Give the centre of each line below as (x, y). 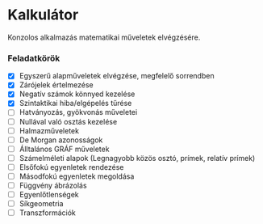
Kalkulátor (43, 15)
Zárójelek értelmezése (56, 85)
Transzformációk (47, 213)
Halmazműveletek (49, 130)
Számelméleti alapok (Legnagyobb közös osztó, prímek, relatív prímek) (137, 158)
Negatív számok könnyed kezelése (77, 94)
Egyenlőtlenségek (49, 195)
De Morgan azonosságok (61, 140)
